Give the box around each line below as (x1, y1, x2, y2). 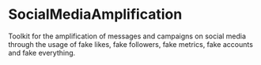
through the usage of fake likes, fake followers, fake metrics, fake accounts (8, 39, 253, 49)
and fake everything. (8, 48, 76, 57)
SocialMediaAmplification (8, 5, 183, 23)
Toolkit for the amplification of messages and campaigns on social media (8, 31, 247, 41)
